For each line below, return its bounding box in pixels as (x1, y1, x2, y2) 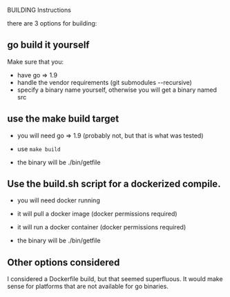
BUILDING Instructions (7, 6, 71, 14)
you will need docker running (17, 196, 100, 204)
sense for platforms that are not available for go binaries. (7, 282, 169, 291)
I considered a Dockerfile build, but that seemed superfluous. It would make (7, 275, 223, 283)
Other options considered (7, 256, 120, 268)
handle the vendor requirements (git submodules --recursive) (17, 78, 192, 86)
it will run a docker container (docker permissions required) (17, 223, 186, 231)
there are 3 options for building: (7, 19, 97, 27)
